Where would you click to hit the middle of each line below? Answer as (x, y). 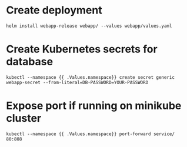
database (30, 62)
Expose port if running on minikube (94, 106)
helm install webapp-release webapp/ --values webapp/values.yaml (89, 26)
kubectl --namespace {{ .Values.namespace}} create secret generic (91, 77)
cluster (24, 118)
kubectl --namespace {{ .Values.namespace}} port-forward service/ (91, 134)
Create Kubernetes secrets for (82, 49)
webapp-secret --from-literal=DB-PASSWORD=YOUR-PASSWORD (77, 82)
